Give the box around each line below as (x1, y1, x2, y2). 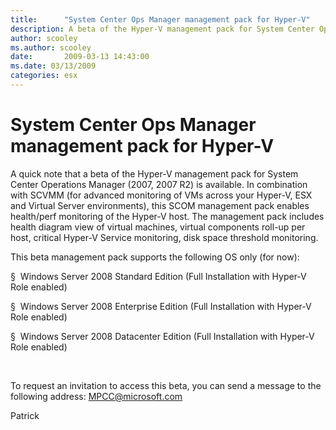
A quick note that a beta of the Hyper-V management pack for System (10, 167, 299, 180)
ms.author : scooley (10, 42, 92, 53)
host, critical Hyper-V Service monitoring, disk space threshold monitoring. (10, 231, 319, 243)
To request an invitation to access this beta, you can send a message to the (10, 379, 322, 391)
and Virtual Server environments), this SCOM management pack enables (10, 199, 310, 211)
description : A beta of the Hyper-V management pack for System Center (10, 24, 315, 34)
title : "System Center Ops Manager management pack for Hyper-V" (10, 14, 311, 25)
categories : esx (10, 71, 78, 81)
